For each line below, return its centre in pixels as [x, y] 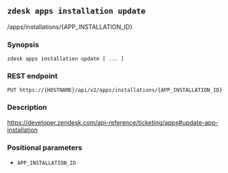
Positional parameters [45, 148]
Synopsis [23, 45]
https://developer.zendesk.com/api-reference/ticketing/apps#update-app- [113, 122]
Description [27, 108]
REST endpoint [33, 76]
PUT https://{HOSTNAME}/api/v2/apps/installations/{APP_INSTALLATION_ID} [115, 90]
